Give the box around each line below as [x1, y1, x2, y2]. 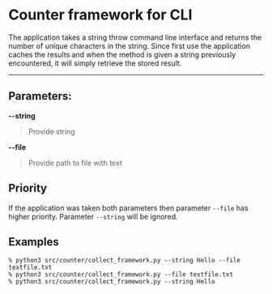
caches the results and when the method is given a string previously [8, 49, 236, 59]
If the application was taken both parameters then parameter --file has [8, 202, 249, 212]
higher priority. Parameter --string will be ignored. [8, 211, 178, 221]
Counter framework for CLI [8, 6, 193, 24]
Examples [8, 235, 59, 249]
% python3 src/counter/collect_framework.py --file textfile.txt [8, 271, 233, 279]
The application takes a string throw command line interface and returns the [8, 32, 262, 42]
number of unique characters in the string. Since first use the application [8, 40, 251, 50]
